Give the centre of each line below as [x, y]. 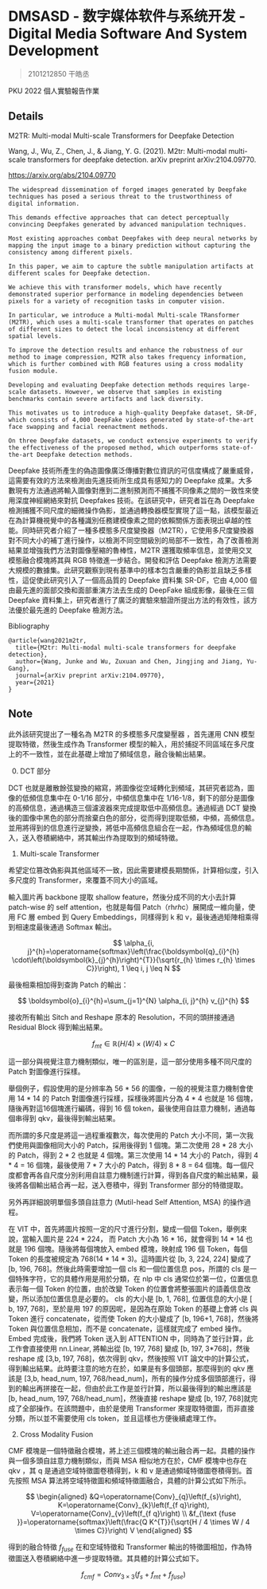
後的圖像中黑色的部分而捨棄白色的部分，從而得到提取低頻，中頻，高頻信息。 [133, 817]
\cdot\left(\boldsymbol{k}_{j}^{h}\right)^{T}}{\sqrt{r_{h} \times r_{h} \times [133, 960]
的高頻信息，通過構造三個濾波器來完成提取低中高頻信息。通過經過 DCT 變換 [132, 808]
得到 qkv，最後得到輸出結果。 [71, 1119]
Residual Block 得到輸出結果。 [58, 1027]
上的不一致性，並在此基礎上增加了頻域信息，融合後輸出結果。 [109, 753]
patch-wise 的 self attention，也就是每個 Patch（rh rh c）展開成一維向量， [128, 907]
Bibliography [29, 626]
